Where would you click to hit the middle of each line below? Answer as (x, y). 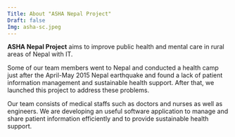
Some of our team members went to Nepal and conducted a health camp (113, 68)
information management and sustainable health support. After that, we (111, 83)
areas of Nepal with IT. (40, 54)
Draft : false (26, 20)
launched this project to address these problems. (78, 90)
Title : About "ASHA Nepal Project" (59, 14)
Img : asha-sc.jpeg (34, 27)
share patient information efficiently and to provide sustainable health (108, 119)
